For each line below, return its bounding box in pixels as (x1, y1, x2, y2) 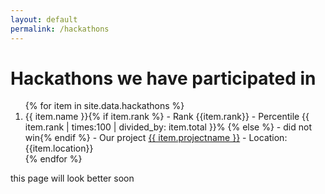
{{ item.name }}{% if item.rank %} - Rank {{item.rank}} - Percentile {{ (24, 111, 310, 123)
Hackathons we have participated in (10, 67, 317, 90)
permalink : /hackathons (10, 24, 110, 34)
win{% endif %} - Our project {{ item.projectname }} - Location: (24, 132, 288, 144)
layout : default (10, 14, 78, 25)
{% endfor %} (24, 153, 83, 165)
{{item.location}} (24, 142, 94, 155)
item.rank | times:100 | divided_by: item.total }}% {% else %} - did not (24, 121, 312, 133)
